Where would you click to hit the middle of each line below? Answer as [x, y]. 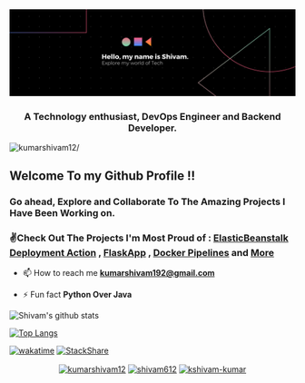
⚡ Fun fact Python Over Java [77, 295]
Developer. [152, 128]
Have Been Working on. [63, 213]
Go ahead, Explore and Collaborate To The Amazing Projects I [148, 201]
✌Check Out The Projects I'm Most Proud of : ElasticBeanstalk [149, 238]
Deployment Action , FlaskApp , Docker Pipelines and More [142, 253]
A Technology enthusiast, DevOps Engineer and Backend [152, 116]
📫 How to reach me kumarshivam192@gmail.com [118, 273]
